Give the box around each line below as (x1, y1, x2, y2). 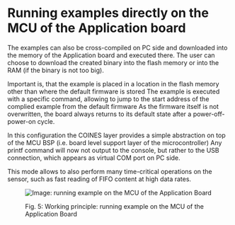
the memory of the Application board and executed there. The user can (7, 51, 215, 59)
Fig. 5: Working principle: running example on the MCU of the (25, 202, 204, 210)
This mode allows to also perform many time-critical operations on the (7, 167, 212, 175)
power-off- (193, 110, 225, 118)
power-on (7, 117, 36, 125)
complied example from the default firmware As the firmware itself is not (7, 102, 219, 110)
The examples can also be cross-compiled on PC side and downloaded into (7, 43, 228, 52)
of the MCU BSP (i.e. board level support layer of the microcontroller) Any (7, 138, 222, 146)
